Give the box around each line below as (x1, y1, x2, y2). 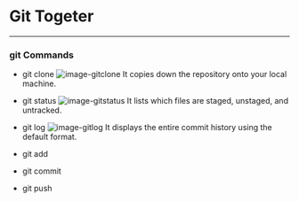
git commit (21, 166, 62, 176)
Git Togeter (9, 6, 94, 27)
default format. (21, 131, 77, 143)
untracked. (21, 105, 62, 116)
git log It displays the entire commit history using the (21, 122, 273, 133)
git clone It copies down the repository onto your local (21, 69, 287, 80)
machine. (21, 78, 57, 89)
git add (21, 149, 49, 159)
